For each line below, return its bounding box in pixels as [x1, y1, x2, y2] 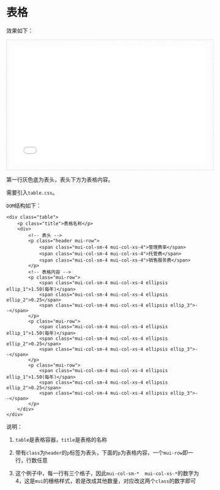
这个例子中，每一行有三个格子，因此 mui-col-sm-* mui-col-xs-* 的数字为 [15, 469, 199, 477]
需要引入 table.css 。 [6, 189, 58, 196]
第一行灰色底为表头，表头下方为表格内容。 [6, 175, 114, 183]
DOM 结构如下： [6, 202, 42, 209]
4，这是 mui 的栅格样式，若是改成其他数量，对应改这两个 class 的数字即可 [15, 477, 197, 485]
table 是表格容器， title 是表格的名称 [15, 436, 108, 443]
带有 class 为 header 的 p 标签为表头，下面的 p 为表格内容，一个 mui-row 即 [15, 448, 188, 456]
